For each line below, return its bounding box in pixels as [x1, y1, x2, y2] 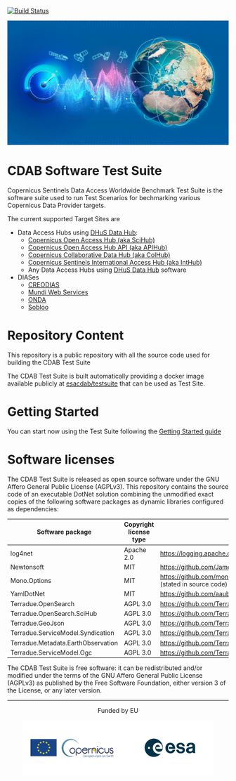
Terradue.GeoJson [10, 619, 65, 627]
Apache [124, 545, 147, 554]
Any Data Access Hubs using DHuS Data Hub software [27, 265, 187, 274]
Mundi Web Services [27, 288, 88, 296]
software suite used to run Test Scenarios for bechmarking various [7, 193, 201, 202]
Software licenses [7, 452, 115, 467]
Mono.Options [10, 576, 51, 584]
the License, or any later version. [7, 686, 103, 695]
